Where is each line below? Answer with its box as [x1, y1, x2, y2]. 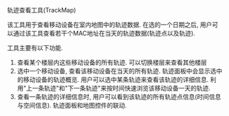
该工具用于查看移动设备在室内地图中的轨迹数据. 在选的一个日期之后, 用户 [7, 21, 213, 29]
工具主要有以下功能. [7, 44, 64, 51]
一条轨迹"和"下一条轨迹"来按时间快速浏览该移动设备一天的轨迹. [32, 84, 210, 92]
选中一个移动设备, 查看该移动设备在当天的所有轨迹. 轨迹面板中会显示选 [16, 67, 217, 75]
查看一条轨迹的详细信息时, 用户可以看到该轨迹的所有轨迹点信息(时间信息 [16, 93, 221, 101]
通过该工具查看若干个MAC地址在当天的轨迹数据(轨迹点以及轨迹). [12, 30, 195, 37]
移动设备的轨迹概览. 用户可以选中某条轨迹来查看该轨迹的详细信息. [23, 76, 209, 84]
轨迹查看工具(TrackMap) [7, 6, 77, 14]
